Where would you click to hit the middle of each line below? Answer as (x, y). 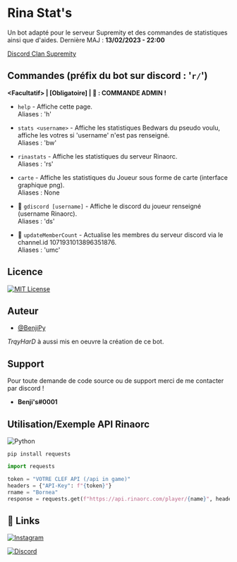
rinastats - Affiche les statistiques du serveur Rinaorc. (97, 156)
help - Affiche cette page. (55, 106)
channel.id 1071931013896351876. (67, 242)
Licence (25, 272)
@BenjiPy (31, 328)
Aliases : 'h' (34, 114)
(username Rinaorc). (47, 214)
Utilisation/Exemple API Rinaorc (79, 424)
